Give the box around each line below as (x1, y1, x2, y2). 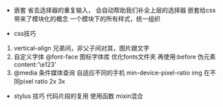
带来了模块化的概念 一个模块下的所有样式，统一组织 (13, 14, 160, 23)
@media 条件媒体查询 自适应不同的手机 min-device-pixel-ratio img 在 (13, 68, 210, 77)
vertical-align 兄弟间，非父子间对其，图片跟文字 (13, 44, 150, 52)
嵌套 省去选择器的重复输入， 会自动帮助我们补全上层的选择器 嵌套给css (13, 6, 216, 14)
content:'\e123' (13, 61, 56, 68)
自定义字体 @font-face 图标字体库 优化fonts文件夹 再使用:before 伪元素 (13, 52, 216, 61)
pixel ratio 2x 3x (19, 77, 65, 85)
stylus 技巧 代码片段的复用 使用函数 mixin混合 (13, 92, 143, 100)
